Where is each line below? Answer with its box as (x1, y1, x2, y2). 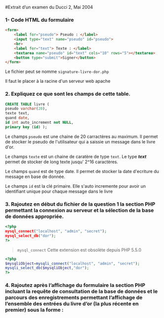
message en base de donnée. (5, 174, 66, 179)
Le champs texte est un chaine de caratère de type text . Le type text (5, 153, 147, 159)
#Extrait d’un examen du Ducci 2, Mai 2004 (5, 4, 94, 10)
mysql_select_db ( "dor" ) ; (5, 233, 56, 238)
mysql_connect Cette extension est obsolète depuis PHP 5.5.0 (17, 247, 141, 253)
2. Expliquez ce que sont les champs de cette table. (5, 91, 131, 98)
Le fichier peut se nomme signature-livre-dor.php (5, 69, 109, 74)
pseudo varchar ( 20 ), (5, 106, 48, 111)
